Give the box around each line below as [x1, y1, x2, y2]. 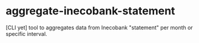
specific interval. [5, 30, 47, 37]
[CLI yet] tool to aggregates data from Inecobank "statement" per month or [5, 24, 194, 31]
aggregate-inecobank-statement [5, 4, 175, 18]
